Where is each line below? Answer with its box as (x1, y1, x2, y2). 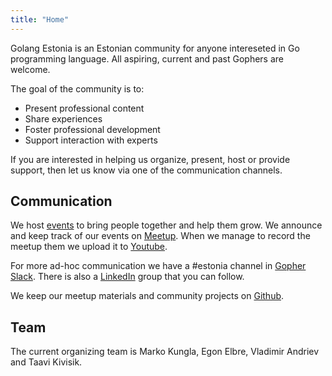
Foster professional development (24, 123, 161, 135)
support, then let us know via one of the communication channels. (10, 164, 283, 176)
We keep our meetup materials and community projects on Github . (10, 290, 285, 302)
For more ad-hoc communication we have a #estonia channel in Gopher (10, 260, 307, 272)
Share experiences (24, 112, 103, 125)
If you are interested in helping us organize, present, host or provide (10, 153, 291, 165)
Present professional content (24, 102, 145, 114)
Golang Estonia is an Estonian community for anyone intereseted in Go (10, 42, 300, 54)
